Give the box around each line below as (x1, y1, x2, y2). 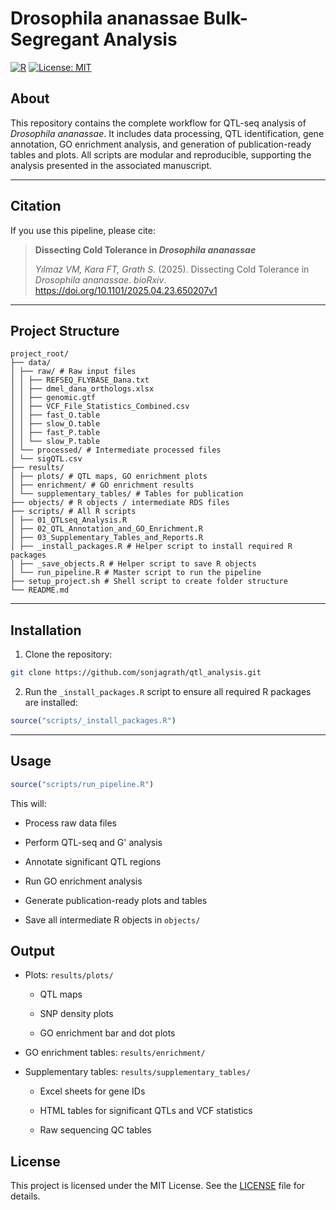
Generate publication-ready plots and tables (24, 894, 208, 906)
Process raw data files (24, 817, 117, 829)
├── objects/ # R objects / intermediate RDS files (10, 498, 230, 508)
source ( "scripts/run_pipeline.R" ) (10, 779, 155, 789)
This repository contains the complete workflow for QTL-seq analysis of (10, 117, 307, 129)
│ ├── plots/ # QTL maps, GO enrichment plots (10, 472, 208, 482)
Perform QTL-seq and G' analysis (24, 836, 163, 848)
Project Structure (10, 322, 120, 339)
